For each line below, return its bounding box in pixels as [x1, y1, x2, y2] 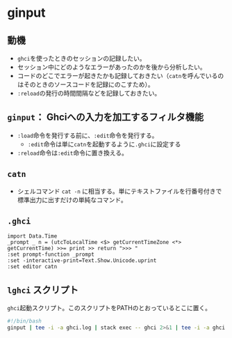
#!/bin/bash [7, 318, 42, 325]
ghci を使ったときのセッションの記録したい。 [17, 54, 146, 62]
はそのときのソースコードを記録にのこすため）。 [17, 80, 154, 89]
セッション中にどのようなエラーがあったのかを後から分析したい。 [17, 63, 206, 71]
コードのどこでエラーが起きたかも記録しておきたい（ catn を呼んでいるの [17, 72, 224, 79]
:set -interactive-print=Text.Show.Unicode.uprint [7, 257, 157, 264]
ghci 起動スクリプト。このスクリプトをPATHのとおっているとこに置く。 [7, 304, 212, 312]
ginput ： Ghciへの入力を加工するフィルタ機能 [7, 112, 204, 123]
